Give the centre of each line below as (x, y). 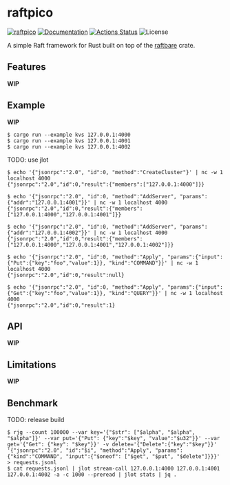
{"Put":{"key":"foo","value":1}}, (57, 263)
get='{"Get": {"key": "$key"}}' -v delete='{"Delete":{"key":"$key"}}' (112, 444)
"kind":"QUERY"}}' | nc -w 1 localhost (166, 293)
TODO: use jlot (28, 160)
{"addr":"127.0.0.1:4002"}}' (49, 233)
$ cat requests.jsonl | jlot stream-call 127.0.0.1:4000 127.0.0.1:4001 (114, 468)
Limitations (32, 364)
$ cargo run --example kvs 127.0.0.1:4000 (69, 135)
